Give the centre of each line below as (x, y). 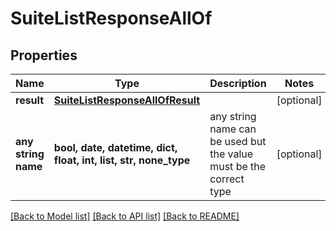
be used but (238, 141)
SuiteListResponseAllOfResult (127, 100)
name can (233, 129)
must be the (238, 166)
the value (231, 154)
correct (227, 179)
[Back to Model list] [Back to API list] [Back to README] (125, 216)
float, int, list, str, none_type (122, 160)
